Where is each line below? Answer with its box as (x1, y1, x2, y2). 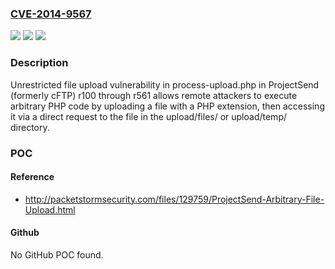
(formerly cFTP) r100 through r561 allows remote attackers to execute (10, 89, 298, 101)
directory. (10, 121, 50, 133)
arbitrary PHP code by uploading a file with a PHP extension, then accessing (10, 100, 325, 112)
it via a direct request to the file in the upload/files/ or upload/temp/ (10, 110, 288, 122)
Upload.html (24, 203, 76, 216)
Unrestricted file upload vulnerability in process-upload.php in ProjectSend (10, 78, 320, 91)
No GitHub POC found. (10, 248, 104, 261)
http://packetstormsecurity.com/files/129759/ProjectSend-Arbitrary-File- (24, 193, 325, 205)
